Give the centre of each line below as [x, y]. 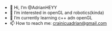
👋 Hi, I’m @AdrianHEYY [33, 8]
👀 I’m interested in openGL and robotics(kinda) [57, 13]
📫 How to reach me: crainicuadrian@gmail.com [58, 23]
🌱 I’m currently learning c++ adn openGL [51, 18]
